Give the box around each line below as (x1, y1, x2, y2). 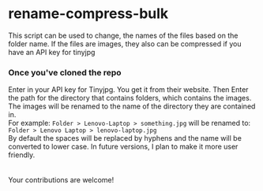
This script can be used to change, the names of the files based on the (8, 31, 239, 40)
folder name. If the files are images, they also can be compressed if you (8, 39, 242, 48)
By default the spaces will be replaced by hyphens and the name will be (8, 134, 242, 143)
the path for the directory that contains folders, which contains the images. (8, 94, 252, 103)
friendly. (8, 150, 36, 160)
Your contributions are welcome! (8, 175, 115, 185)
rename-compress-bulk (8, 5, 169, 23)
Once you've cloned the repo (8, 67, 122, 78)
